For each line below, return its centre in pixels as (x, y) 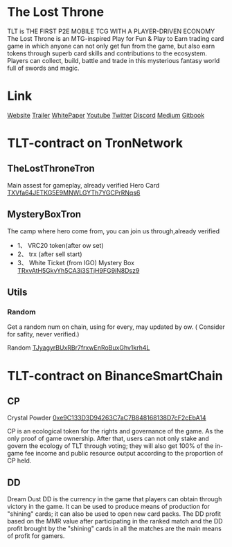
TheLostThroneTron (51, 169)
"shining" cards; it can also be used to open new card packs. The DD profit (114, 514)
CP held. (19, 460)
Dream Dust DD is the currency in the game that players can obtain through (115, 499)
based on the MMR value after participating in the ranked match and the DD (115, 521)
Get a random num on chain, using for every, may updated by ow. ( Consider (116, 327)
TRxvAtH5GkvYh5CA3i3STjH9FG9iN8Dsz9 (78, 270)
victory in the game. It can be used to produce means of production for (108, 507)
